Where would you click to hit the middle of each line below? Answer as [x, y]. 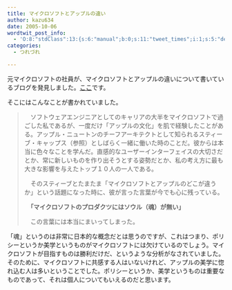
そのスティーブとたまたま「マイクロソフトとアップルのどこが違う [123, 183]
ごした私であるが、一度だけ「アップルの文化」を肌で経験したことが [121, 125]
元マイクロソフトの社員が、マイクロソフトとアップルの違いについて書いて [113, 79]
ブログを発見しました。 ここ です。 [61, 87]
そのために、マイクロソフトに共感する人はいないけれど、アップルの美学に [113, 262]
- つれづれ [27, 53]
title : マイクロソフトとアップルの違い [57, 13]
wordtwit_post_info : [37, 33]
